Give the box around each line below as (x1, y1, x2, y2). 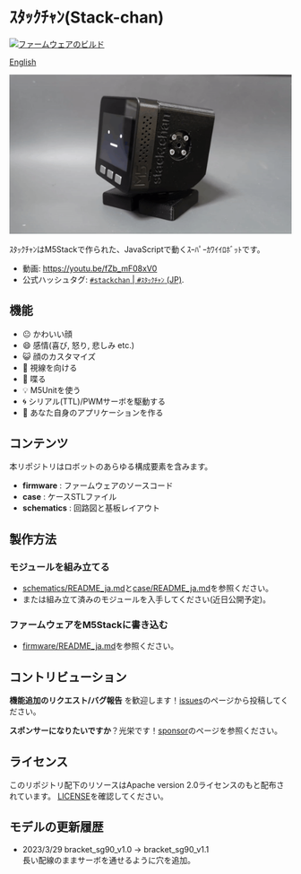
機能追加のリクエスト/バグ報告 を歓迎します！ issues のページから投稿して (9, 695, 281, 706)
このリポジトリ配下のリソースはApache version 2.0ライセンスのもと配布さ (9, 780, 285, 791)
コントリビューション (9, 669, 127, 685)
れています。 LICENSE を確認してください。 (9, 791, 168, 802)
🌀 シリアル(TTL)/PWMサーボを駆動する (21, 396, 166, 406)
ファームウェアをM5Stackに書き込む (9, 619, 168, 632)
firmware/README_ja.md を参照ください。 (21, 641, 179, 651)
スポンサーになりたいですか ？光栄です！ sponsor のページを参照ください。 (9, 725, 283, 736)
